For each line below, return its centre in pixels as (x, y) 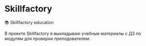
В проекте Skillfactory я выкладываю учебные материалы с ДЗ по (73, 33)
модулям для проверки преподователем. (48, 38)
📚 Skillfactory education (29, 22)
